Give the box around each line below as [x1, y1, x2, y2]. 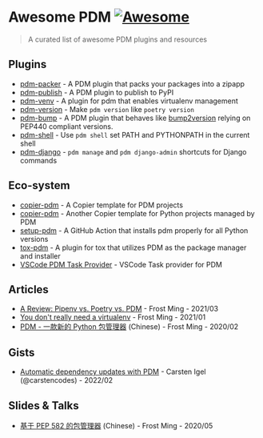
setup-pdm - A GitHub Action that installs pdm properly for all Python [19, 225, 249, 235]
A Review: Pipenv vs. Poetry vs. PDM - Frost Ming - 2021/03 [19, 304, 218, 314]
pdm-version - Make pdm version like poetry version [19, 104, 194, 114]
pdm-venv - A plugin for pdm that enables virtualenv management [19, 96, 238, 106]
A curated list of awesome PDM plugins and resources [27, 34, 208, 44]
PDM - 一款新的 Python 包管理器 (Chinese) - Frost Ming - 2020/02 [19, 322, 239, 332]
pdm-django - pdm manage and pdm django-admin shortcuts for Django [19, 147, 247, 156]
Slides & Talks [8, 399, 80, 412]
